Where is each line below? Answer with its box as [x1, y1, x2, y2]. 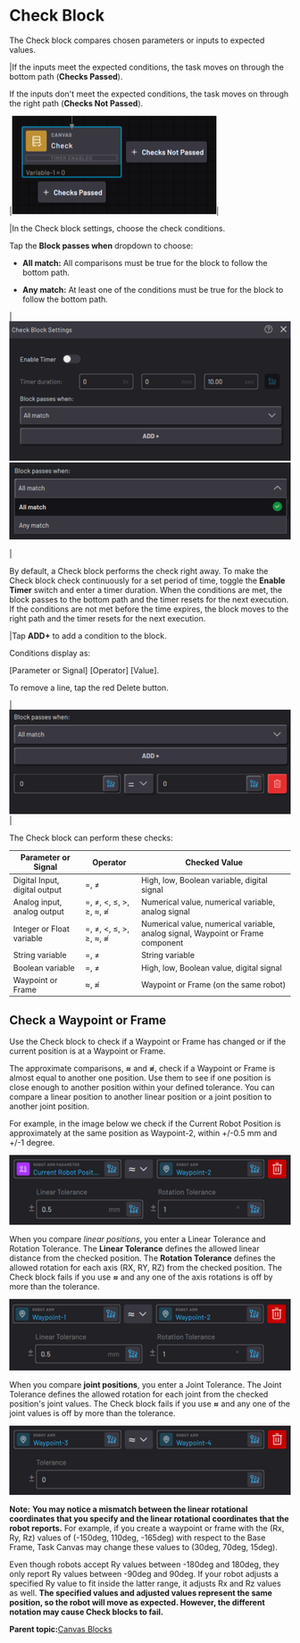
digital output [12, 884, 62, 895]
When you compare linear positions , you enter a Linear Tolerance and [9, 1233, 266, 1244]
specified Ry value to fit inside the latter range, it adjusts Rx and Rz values [9, 1578, 281, 1589]
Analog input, [12, 897, 62, 907]
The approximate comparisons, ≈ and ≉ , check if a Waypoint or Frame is [9, 1063, 276, 1074]
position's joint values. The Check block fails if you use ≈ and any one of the [9, 1398, 290, 1409]
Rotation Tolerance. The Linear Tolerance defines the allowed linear [9, 1243, 261, 1254]
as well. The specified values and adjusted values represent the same [9, 1588, 272, 1598]
